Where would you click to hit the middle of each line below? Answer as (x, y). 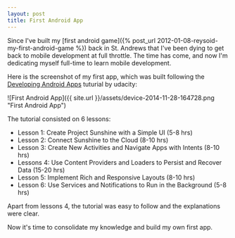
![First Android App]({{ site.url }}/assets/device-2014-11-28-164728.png (111, 98)
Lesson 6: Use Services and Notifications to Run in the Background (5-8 (122, 184)
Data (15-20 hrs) (41, 170)
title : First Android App (45, 20)
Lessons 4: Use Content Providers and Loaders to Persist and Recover (120, 162)
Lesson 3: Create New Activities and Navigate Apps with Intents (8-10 (119, 147)
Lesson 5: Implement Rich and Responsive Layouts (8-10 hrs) (106, 177)
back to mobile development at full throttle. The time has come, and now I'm (118, 55)
